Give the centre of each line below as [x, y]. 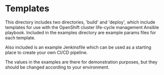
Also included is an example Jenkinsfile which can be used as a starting [78, 47]
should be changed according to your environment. [57, 67]
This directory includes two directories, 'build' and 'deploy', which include [80, 22]
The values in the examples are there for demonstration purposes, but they [81, 62]
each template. [20, 38]
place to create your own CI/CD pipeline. [46, 52]
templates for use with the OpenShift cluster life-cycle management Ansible [82, 27]
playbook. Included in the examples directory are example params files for [81, 32]
